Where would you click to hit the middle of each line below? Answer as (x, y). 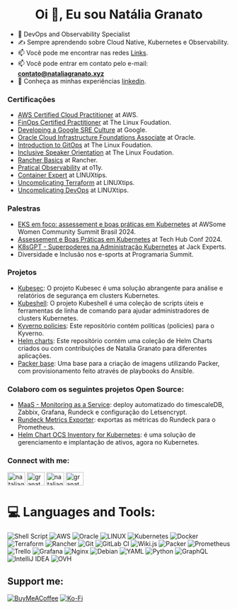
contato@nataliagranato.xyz (61, 73)
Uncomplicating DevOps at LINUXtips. (73, 190)
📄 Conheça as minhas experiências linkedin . (82, 81)
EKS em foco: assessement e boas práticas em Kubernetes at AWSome (122, 224)
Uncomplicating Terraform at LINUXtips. (76, 183)
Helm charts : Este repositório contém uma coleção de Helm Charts (115, 340)
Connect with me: (39, 461)
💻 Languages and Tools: (81, 512)
